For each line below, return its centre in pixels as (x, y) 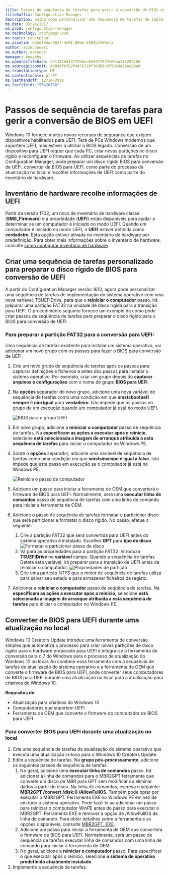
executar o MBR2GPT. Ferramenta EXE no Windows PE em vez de (88, 797)
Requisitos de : (21, 693)
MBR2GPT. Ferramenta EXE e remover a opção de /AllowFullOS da (89, 813)
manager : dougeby (23, 57)
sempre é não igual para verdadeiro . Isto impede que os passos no (83, 403)
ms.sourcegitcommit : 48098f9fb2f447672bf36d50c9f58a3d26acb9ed (73, 66)
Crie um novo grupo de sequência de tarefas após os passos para (81, 366)
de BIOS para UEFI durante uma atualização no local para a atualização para (84, 678)
